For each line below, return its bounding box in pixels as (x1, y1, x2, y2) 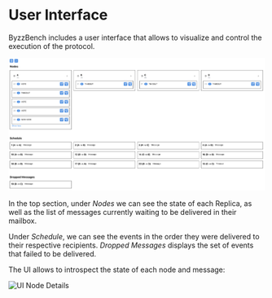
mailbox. (8, 216, 37, 226)
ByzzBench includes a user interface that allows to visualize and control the (8, 33, 262, 42)
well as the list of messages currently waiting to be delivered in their (8, 208, 237, 217)
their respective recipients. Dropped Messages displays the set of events (8, 240, 254, 250)
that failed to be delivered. (8, 249, 97, 259)
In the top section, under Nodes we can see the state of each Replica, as (8, 199, 252, 208)
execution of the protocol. (8, 41, 95, 50)
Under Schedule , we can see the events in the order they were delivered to (8, 232, 260, 242)
